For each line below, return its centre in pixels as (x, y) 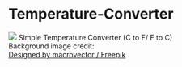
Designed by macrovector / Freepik (67, 54)
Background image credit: (51, 46)
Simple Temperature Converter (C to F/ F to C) (95, 37)
